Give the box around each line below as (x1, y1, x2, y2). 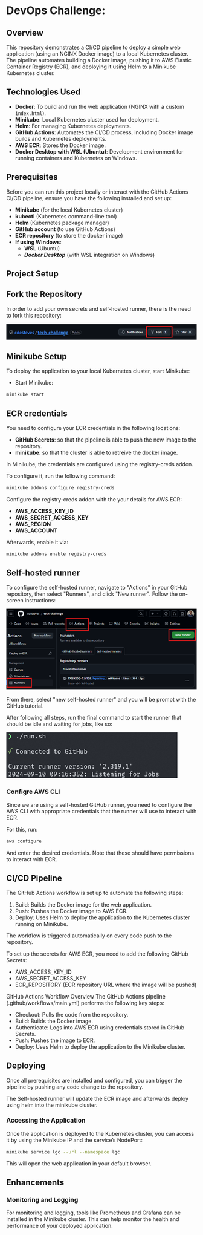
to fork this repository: (6, 311, 62, 319)
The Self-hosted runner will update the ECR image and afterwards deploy (6, 1095, 189, 1102)
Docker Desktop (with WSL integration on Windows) (24, 251, 155, 258)
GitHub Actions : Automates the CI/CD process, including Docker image (14, 128, 193, 136)
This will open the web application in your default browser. (6, 1159, 152, 1167)
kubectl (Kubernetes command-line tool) (14, 212, 117, 220)
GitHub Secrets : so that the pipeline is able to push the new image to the (14, 436, 197, 443)
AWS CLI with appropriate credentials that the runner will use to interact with (6, 808, 197, 815)
